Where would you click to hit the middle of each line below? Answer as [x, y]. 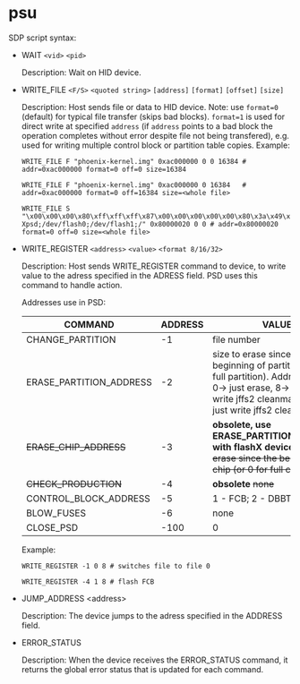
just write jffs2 [243, 410]
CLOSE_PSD [52, 527]
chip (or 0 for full [248, 469]
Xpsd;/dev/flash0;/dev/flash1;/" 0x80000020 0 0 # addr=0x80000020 [150, 224]
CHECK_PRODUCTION [74, 483]
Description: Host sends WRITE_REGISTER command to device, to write [154, 266]
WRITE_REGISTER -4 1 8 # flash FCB [88, 581]
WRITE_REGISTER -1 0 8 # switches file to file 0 [116, 566]
